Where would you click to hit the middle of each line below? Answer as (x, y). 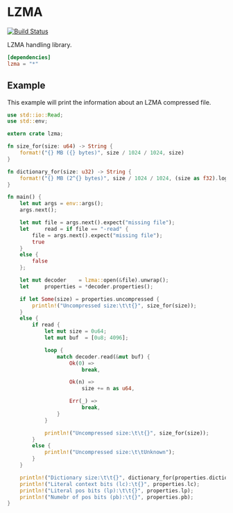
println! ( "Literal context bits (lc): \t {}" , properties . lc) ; (110, 484)
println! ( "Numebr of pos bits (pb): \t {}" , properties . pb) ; (107, 497)
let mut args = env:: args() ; (62, 204)
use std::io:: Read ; (35, 115)
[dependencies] (29, 57)
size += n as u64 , (108, 389)
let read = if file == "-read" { (74, 229)
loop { (54, 350)
